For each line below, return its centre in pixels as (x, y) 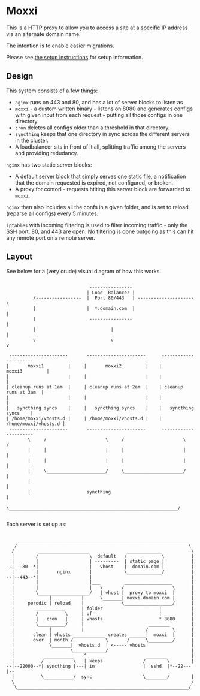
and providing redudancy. (46, 153)
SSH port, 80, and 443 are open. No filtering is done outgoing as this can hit (100, 231)
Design (20, 76)
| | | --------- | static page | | (103, 561)
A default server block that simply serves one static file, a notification (100, 176)
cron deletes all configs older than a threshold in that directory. (92, 128)
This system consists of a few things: (52, 91)
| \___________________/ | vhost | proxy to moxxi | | (103, 593)
